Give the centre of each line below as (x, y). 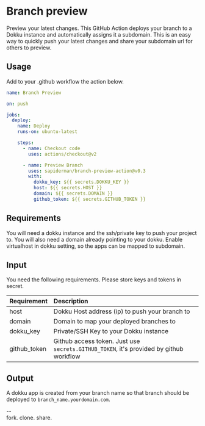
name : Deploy (34, 126)
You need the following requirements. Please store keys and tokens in (94, 280)
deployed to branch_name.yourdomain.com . (59, 399)
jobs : (13, 115)
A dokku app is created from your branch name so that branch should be (98, 393)
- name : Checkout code (51, 148)
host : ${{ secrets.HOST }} (68, 188)
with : (35, 176)
